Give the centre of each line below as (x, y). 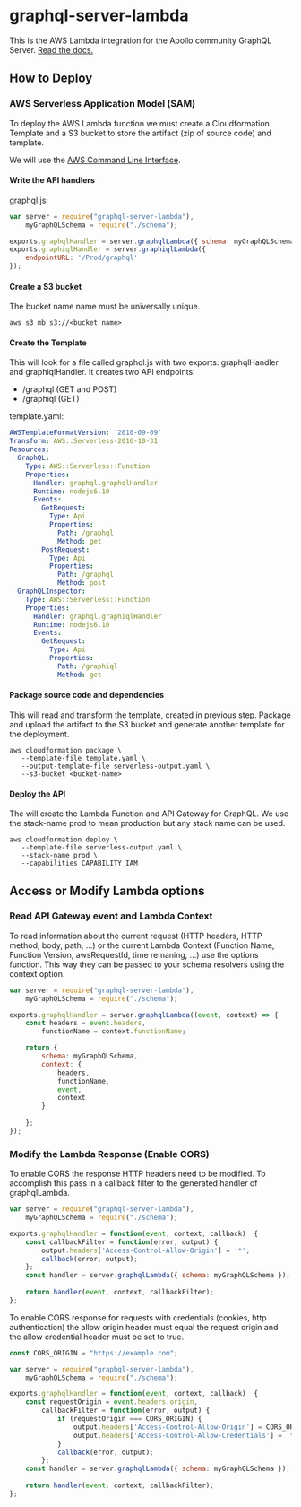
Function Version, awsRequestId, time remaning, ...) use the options (134, 954)
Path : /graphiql (87, 666)
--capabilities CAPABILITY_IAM (80, 863)
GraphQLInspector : (52, 592)
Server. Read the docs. (52, 49)
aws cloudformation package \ (66, 750)
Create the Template (48, 343)
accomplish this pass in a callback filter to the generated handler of (133, 1183)
